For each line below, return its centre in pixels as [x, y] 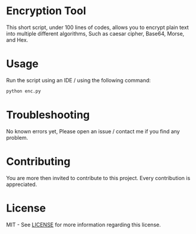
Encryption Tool [46, 11]
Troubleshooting [48, 115]
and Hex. [17, 40]
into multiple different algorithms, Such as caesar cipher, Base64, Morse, [95, 33]
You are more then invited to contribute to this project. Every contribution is [98, 178]
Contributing [38, 161]
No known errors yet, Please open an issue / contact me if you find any [93, 131]
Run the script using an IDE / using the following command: [79, 80]
